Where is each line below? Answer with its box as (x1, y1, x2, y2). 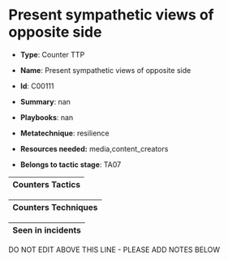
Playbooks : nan (19, 112, 74, 122)
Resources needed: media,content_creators (19, 143, 169, 153)
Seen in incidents (12, 225, 81, 236)
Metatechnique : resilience (19, 128, 110, 138)
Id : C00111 (19, 81, 54, 91)
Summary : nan (19, 96, 71, 106)
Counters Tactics (12, 178, 81, 190)
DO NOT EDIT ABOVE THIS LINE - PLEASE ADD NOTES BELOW (8, 245, 221, 255)
